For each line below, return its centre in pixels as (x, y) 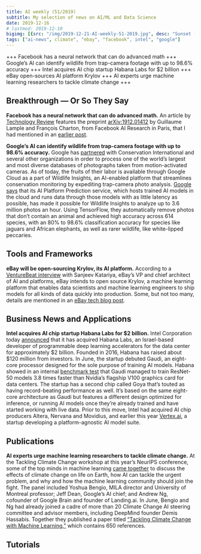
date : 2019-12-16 (28, 23)
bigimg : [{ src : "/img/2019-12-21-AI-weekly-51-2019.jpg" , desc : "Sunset (99, 34)
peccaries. (19, 235)
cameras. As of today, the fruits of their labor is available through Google (96, 171)
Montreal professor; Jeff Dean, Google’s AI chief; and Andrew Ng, (87, 494)
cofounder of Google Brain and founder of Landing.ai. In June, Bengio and (98, 500)
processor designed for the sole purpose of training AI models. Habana (106, 365)
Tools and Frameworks (50, 254)
